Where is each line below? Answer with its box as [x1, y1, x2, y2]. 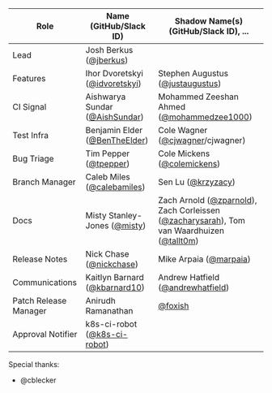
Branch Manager [12, 176, 76, 188]
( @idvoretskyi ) [85, 78, 142, 89]
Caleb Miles [85, 171, 131, 182]
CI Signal [12, 101, 47, 112]
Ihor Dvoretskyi [85, 68, 144, 79]
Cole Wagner [157, 125, 208, 136]
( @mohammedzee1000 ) [157, 111, 253, 123]
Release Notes [12, 253, 68, 265]
